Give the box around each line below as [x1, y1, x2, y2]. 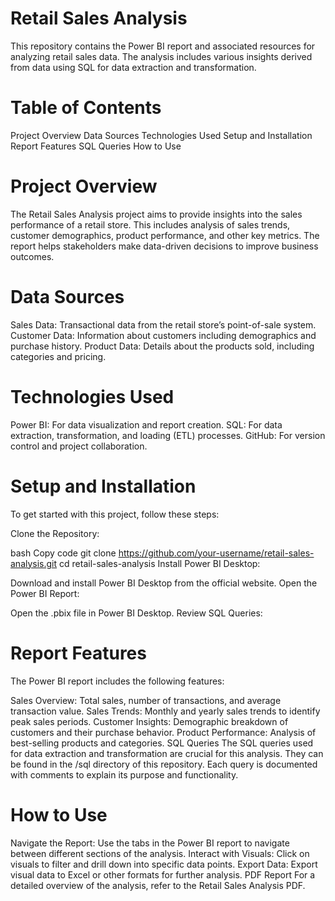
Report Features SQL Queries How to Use [10, 140, 182, 152]
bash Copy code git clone [10, 547, 117, 559]
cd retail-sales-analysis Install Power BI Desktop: [59, 557, 261, 569]
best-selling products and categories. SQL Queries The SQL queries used [10, 737, 314, 749]
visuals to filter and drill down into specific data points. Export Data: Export [10, 858, 318, 870]
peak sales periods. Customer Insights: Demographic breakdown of [10, 715, 289, 727]
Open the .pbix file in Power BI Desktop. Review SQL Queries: [10, 607, 263, 619]
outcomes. [10, 250, 55, 262]
